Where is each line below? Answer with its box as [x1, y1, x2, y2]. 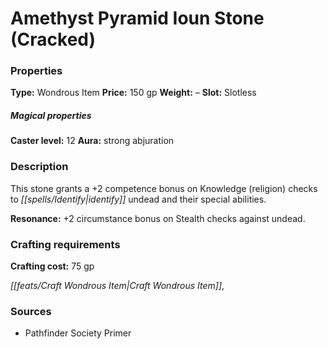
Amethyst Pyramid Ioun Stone [10, 7, 265, 30]
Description [10, 160, 69, 174]
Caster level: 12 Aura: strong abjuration [10, 135, 175, 147]
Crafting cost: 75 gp [10, 260, 95, 272]
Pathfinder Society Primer [24, 327, 132, 339]
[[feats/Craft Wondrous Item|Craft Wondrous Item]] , [10, 280, 225, 292]
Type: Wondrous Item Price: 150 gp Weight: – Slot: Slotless [10, 87, 257, 99]
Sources [10, 304, 52, 318]
